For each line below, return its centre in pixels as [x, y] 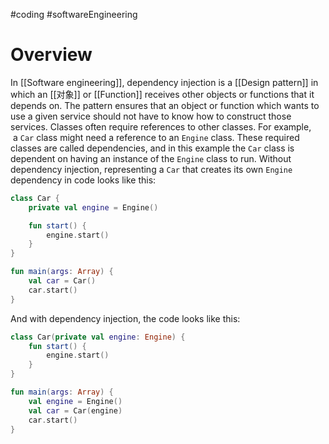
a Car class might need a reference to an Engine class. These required [156, 137]
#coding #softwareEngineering [74, 14]
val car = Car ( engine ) [75, 410]
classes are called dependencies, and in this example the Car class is [152, 148]
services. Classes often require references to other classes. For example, [161, 126]
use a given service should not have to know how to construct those [151, 116]
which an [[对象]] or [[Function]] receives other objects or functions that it [162, 94]
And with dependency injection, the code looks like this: [125, 318]
